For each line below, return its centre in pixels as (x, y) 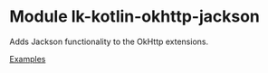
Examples (28, 59)
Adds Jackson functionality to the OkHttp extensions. (109, 41)
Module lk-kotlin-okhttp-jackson (135, 17)
